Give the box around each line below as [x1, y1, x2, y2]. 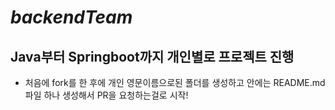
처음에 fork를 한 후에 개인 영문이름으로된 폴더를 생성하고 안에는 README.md [24, 77, 326, 88]
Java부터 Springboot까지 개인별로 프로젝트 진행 [10, 48, 295, 65]
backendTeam [10, 6, 133, 29]
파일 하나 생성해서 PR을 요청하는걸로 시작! [24, 89, 189, 101]
